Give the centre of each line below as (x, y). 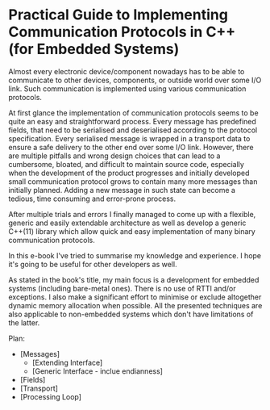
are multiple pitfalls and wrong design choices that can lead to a (114, 156)
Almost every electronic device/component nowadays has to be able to (127, 71)
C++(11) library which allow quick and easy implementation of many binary (132, 231)
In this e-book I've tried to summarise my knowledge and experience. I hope (135, 255)
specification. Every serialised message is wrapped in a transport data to (129, 138)
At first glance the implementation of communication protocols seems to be (134, 113)
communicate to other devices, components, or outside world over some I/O (135, 80)
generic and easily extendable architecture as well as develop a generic (127, 223)
